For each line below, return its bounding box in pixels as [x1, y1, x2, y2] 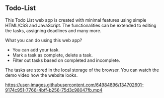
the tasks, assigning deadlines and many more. [5, 27, 102, 34]
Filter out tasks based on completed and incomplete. [12, 57, 120, 63]
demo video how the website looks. [5, 72, 78, 78]
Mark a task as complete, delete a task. [12, 52, 93, 58]
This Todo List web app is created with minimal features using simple [5, 17, 147, 23]
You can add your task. [12, 47, 60, 52]
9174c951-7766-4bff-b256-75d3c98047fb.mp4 [5, 87, 103, 93]
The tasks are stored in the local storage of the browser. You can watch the [5, 67, 159, 73]
